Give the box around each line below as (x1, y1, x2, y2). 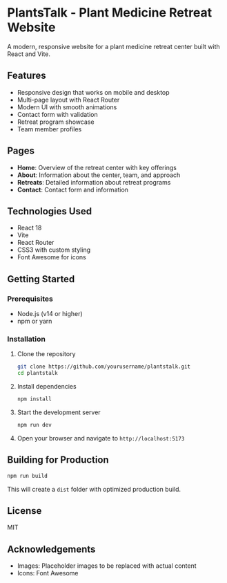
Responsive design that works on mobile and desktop (17, 88, 170, 96)
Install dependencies (17, 382, 77, 391)
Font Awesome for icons (17, 253, 86, 261)
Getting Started (7, 273, 75, 285)
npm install (17, 396, 52, 402)
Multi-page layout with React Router (17, 95, 120, 104)
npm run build (7, 472, 48, 479)
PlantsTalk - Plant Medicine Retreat (7, 5, 213, 21)
